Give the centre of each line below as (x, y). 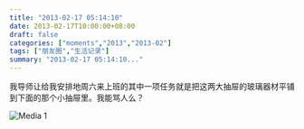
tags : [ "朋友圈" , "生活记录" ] (60, 51)
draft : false (34, 34)
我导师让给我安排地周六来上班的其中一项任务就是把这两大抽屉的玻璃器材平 (148, 86)
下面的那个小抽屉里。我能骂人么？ (81, 97)
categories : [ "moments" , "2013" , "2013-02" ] (90, 43)
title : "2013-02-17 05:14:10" (66, 18)
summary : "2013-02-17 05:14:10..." (76, 60)
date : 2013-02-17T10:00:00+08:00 (72, 26)
